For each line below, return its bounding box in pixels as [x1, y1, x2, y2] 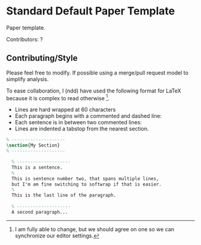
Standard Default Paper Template [6, 4, 175, 18]
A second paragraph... [11, 209, 68, 215]
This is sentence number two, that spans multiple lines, [11, 175, 160, 181]
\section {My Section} [6, 142, 60, 148]
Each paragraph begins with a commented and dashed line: [14, 112, 162, 119]
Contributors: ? [6, 35, 43, 43]
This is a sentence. [11, 164, 63, 171]
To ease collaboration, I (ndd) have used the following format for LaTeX [6, 87, 181, 94]
